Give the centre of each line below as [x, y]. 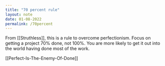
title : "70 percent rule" [32, 10]
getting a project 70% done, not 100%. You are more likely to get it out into [83, 43]
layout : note [19, 14]
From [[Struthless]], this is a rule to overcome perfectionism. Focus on [78, 38]
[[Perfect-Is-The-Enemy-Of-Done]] [42, 58]
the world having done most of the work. [47, 48]
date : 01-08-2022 [23, 19]
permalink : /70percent [29, 24]
